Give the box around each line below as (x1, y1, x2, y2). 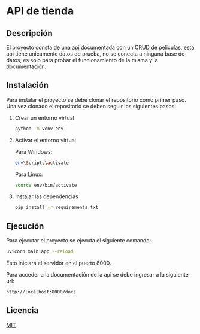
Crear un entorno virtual (14, 114, 75, 121)
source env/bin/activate (14, 182, 77, 188)
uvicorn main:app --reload (6, 248, 74, 255)
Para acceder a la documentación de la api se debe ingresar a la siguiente (6, 271, 189, 278)
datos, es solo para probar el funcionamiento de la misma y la (6, 57, 159, 63)
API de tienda (6, 4, 74, 18)
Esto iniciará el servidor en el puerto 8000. (6, 259, 111, 266)
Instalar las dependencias (14, 193, 79, 200)
